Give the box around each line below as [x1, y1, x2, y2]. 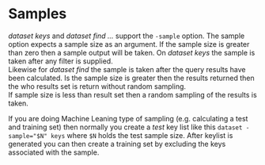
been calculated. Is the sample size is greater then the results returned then [8, 73, 255, 82]
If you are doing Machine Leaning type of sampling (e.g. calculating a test [8, 113, 248, 123]
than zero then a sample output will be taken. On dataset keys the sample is [8, 48, 256, 57]
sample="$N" [8, 132, 47, 140]
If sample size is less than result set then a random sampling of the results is [8, 90, 257, 99]
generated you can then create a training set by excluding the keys [8, 139, 226, 148]
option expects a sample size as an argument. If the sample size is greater [8, 39, 250, 48]
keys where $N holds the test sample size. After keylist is [50, 130, 233, 140]
